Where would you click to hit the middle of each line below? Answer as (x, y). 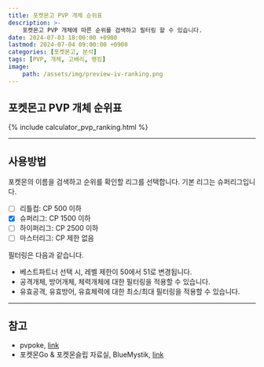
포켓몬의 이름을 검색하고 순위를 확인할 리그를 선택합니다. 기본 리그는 (112, 182)
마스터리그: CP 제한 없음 (57, 238)
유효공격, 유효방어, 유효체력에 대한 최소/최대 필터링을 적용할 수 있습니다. (130, 291)
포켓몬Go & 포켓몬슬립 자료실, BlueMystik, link (92, 354)
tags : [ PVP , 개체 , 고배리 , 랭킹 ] (57, 60)
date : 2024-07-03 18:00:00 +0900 (63, 37)
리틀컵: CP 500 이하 (51, 209)
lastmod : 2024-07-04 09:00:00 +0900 (68, 45)
